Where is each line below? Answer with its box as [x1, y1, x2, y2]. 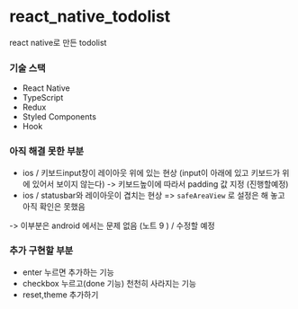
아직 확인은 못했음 [22, 200, 86, 212]
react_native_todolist [9, 6, 171, 27]
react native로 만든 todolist [9, 37, 107, 48]
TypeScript [22, 93, 64, 103]
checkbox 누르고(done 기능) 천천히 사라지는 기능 [22, 278, 196, 288]
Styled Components [22, 111, 97, 122]
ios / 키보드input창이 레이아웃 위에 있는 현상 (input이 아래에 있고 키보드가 [22, 167, 281, 178]
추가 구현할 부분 [9, 244, 74, 257]
